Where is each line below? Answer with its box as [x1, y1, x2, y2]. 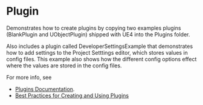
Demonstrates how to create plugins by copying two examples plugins [6, 24, 181, 32]
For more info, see [6, 73, 52, 81]
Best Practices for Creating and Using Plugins [14, 92, 129, 99]
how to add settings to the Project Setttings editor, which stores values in [6, 49, 188, 56]
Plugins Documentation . [14, 85, 75, 92]
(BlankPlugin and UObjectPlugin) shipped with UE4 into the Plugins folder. [6, 30, 190, 38]
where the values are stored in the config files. [6, 62, 122, 69]
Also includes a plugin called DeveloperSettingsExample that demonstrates [6, 42, 193, 50]
